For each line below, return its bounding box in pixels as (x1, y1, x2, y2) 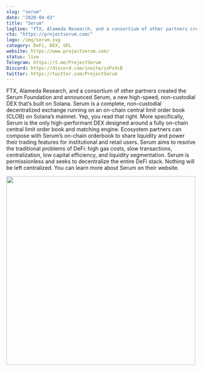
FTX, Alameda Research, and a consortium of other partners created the (6, 87, 187, 94)
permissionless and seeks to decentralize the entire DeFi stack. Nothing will (6, 158, 195, 165)
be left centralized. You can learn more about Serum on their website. (6, 164, 179, 172)
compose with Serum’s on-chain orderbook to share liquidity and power (6, 132, 185, 140)
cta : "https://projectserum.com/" (6, 31, 94, 37)
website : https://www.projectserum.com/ (6, 48, 110, 54)
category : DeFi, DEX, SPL (6, 43, 71, 49)
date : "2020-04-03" (6, 15, 56, 21)
